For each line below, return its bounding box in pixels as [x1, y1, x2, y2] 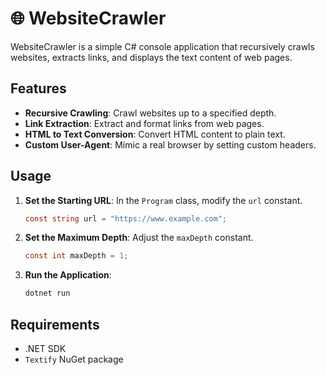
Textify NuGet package [24, 353, 124, 365]
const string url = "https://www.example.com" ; [24, 213, 228, 224]
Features [10, 80, 67, 97]
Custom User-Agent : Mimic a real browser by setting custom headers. [24, 138, 317, 151]
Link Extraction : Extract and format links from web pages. [24, 117, 265, 129]
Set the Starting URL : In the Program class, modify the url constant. [24, 194, 303, 206]
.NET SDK [24, 343, 67, 354]
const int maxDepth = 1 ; [24, 251, 129, 261]
